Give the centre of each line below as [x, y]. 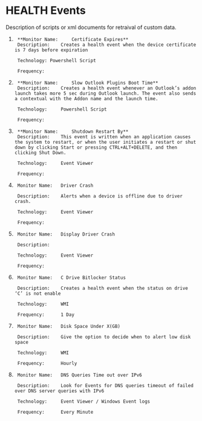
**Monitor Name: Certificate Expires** [73, 39]
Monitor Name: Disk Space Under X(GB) [69, 326]
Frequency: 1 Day [46, 315]
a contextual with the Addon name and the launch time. [86, 98]
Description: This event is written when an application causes [104, 137]
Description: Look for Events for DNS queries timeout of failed [106, 385]
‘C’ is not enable [37, 294]
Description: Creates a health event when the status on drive [103, 288]
